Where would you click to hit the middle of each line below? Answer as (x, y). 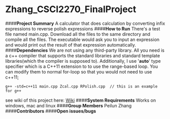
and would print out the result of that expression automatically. (71, 45)
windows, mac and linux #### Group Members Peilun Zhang (69, 105)
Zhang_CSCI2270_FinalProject (71, 9)
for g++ (13, 91)
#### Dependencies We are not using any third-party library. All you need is (85, 50)
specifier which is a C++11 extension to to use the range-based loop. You (82, 66)
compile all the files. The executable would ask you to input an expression (82, 39)
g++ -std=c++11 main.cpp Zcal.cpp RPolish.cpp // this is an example (81, 86)
